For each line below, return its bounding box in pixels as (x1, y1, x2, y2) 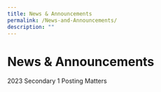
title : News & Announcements (7, 10, 92, 18)
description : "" (7, 23, 55, 30)
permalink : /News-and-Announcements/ (7, 17, 118, 24)
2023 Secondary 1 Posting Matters (7, 77, 107, 85)
